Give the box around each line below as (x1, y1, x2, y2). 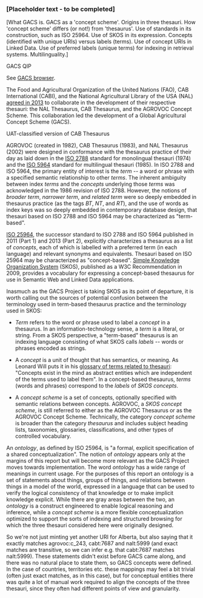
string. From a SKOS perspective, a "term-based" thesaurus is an (15, 332, 178, 339)
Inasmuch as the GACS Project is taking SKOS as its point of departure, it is (6, 287, 194, 295)
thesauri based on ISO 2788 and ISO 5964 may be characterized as (6, 213, 175, 220)
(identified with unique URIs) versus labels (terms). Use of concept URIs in (6, 38, 192, 45)
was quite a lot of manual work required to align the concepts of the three (6, 579, 190, 586)
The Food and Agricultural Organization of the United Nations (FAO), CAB (6, 86, 189, 93)
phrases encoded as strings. (15, 344, 87, 352)
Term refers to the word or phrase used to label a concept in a (15, 319, 170, 326)
